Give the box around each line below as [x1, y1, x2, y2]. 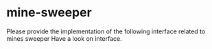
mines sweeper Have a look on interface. [6, 34, 123, 42]
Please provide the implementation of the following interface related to [6, 27, 206, 35]
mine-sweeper [6, 5, 92, 20]
